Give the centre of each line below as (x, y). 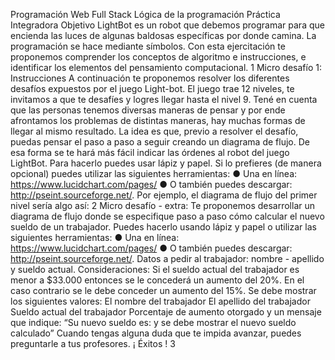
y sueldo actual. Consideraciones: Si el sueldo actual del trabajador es (155, 269)
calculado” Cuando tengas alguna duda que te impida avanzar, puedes (156, 333)
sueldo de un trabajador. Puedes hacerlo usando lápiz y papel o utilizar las (163, 227)
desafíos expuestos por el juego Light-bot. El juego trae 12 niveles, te (152, 88)
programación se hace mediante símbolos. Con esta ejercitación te (148, 46)
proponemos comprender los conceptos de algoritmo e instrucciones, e (158, 57)
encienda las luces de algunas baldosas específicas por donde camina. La (163, 35)
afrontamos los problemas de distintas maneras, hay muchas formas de (158, 120)
